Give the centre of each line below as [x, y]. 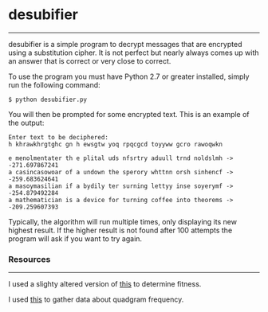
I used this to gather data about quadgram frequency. [96, 299]
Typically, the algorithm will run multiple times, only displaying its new [123, 221]
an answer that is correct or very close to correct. [90, 60]
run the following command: [55, 84]
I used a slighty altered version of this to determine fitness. [105, 284]
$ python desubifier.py [48, 99]
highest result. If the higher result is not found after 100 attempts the [120, 230]
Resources [30, 259]
